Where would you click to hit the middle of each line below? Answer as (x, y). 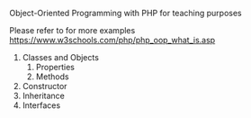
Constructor (45, 86)
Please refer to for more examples (72, 30)
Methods (52, 77)
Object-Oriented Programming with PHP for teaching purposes (126, 13)
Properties (55, 67)
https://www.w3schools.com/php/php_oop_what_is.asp (112, 40)
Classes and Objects (60, 57)
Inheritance (44, 95)
